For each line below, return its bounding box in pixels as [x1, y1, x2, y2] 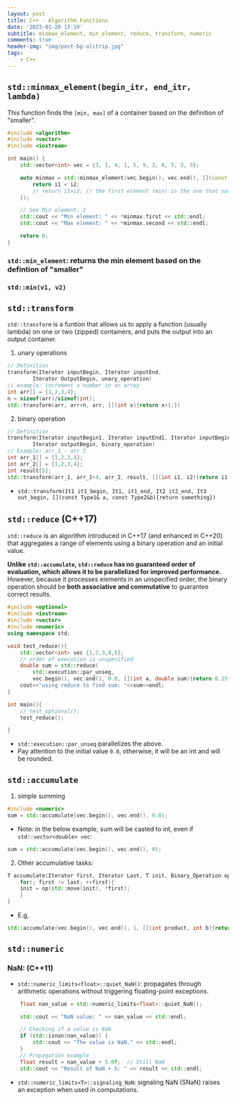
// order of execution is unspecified [20, 656, 133, 663]
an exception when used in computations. [17, 1085, 139, 1094]
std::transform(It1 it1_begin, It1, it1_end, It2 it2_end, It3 [17, 488, 207, 495]
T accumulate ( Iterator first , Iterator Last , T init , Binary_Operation [7, 872, 221, 879]
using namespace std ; [7, 630, 71, 637]
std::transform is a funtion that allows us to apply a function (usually [7, 320, 207, 329]
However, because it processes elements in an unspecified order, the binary [7, 575, 228, 584]
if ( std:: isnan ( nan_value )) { [20, 1032, 109, 1040]
